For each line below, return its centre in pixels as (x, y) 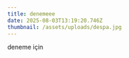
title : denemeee (31, 14)
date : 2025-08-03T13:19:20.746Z (55, 21)
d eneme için (26, 47)
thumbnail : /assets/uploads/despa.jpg (64, 27)
